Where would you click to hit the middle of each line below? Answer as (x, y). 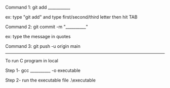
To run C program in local (32, 61)
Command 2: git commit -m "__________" (47, 27)
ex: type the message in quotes (38, 36)
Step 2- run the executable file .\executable (51, 80)
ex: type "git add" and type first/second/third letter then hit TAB (71, 17)
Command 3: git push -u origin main (43, 46)
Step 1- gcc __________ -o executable (43, 70)
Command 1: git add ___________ (38, 7)
